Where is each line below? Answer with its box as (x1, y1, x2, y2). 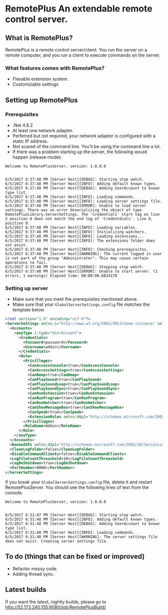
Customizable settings (12, 81, 59, 88)
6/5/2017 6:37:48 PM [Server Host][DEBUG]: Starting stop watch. (5, 177, 144, 182)
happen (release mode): (12, 154, 62, 160)
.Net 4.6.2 (12, 122, 33, 128)
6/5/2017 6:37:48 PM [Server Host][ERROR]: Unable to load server (5, 203, 146, 208)
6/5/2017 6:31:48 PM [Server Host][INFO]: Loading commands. (5, 530, 135, 535)
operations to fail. (5, 260, 48, 265)
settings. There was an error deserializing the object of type (5, 207, 142, 213)
